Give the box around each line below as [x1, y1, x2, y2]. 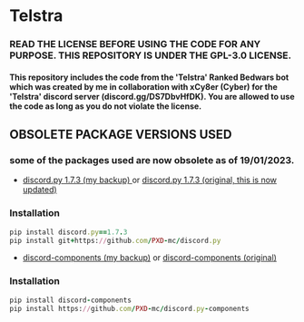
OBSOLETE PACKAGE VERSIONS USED [9, 127, 232, 142]
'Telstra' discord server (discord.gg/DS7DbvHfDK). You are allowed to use [9, 91, 295, 102]
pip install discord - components [9, 296, 132, 305]
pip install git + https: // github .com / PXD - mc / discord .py [9, 236, 221, 245]
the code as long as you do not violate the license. [9, 101, 202, 112]
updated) [22, 184, 57, 195]
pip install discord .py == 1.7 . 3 [9, 228, 128, 237]
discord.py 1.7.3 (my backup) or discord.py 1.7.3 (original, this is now [22, 174, 278, 186]
